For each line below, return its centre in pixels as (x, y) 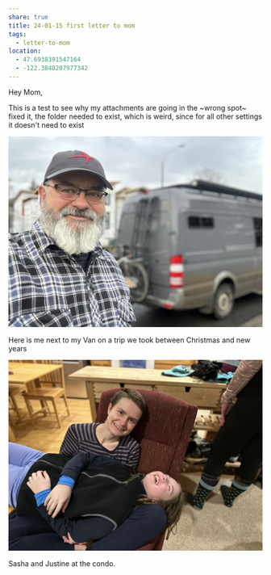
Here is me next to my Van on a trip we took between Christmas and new (129, 340)
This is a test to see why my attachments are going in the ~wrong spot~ (127, 107)
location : (25, 51)
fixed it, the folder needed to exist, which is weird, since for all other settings (135, 116)
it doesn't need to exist (46, 124)
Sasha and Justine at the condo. (62, 563)
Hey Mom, (25, 92)
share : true (28, 17)
